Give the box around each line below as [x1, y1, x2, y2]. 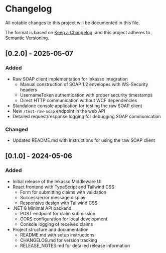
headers [20, 87, 38, 93]
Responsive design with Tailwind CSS [20, 200, 98, 206]
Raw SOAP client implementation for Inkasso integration [12, 76, 128, 82]
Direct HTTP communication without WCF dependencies [20, 97, 137, 103]
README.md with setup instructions [20, 232, 95, 238]
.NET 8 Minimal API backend [12, 205, 72, 211]
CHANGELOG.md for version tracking [20, 237, 98, 243]
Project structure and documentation [12, 226, 89, 232]
